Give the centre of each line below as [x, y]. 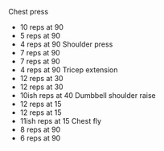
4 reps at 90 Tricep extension [69, 70]
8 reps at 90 [40, 129]
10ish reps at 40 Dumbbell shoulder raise [88, 95]
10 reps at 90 [42, 27]
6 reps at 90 [40, 138]
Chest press [29, 12]
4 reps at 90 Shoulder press [66, 44]
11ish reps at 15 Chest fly [61, 121]
